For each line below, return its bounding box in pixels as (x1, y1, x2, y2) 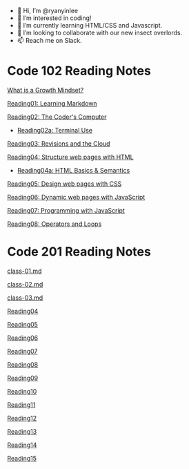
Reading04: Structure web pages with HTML (7, 153, 134, 161)
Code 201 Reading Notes (7, 244, 152, 260)
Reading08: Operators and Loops (7, 220, 102, 228)
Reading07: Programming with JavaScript (7, 206, 126, 214)
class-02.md (7, 280, 43, 288)
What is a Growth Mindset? (7, 86, 84, 94)
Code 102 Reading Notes (7, 63, 152, 79)
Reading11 (7, 401, 36, 409)
